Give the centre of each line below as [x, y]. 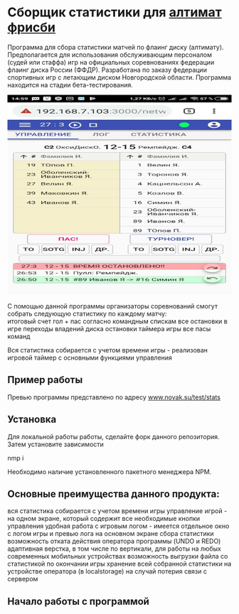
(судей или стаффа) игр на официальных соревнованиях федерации [111, 62]
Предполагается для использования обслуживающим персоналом [110, 55]
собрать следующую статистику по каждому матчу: [87, 313]
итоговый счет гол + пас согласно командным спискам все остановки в [117, 321]
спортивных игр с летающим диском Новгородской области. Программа [119, 77]
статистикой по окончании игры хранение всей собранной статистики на [119, 564]
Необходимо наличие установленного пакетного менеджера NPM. [110, 472]
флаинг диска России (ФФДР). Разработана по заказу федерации [107, 70]
